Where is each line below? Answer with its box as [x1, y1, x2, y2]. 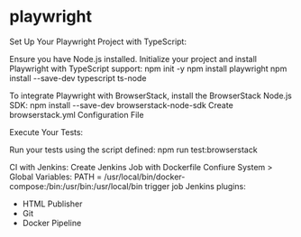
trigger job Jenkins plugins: [144, 180, 246, 191]
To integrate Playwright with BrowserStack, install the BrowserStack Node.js [9, 90, 293, 101]
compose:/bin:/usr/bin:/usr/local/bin [9, 180, 143, 191]
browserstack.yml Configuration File [9, 109, 144, 120]
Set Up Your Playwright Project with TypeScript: [9, 36, 187, 47]
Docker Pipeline [22, 217, 82, 228]
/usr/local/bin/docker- [104, 171, 186, 182]
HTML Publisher [22, 198, 83, 209]
